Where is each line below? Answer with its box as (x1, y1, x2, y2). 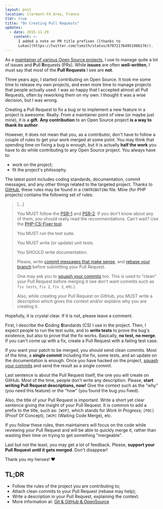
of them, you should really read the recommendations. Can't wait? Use (17, 216, 159, 221)
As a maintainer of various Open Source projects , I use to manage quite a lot (5, 56, 158, 62)
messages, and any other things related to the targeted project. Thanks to (5, 181, 153, 187)
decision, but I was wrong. (5, 97, 58, 103)
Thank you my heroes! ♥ (5, 456, 55, 462)
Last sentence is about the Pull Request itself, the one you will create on (5, 372, 149, 378)
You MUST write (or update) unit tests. (17, 239, 94, 246)
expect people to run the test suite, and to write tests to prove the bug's (5, 327, 150, 333)
